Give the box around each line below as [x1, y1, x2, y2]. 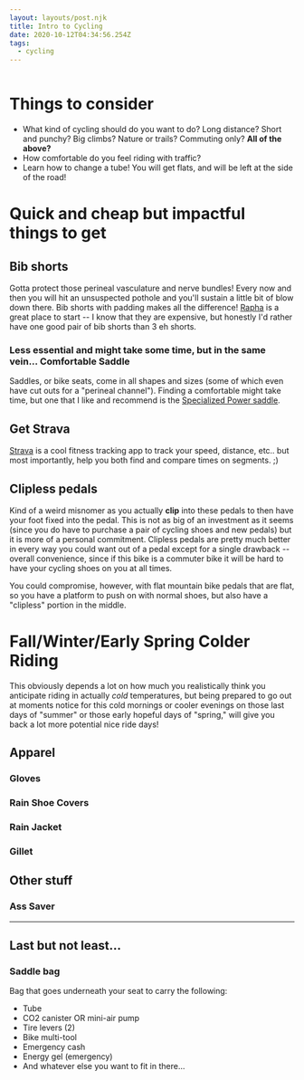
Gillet [9, 846, 33, 857]
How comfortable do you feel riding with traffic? [22, 153, 202, 164]
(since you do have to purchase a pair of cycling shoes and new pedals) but [9, 524, 292, 535]
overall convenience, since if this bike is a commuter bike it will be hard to [9, 553, 284, 564]
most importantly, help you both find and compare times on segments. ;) [9, 454, 279, 466]
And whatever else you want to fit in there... [22, 1061, 185, 1072]
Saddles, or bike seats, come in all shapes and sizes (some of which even [9, 376, 284, 387]
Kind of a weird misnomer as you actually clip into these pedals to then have [9, 504, 294, 516]
